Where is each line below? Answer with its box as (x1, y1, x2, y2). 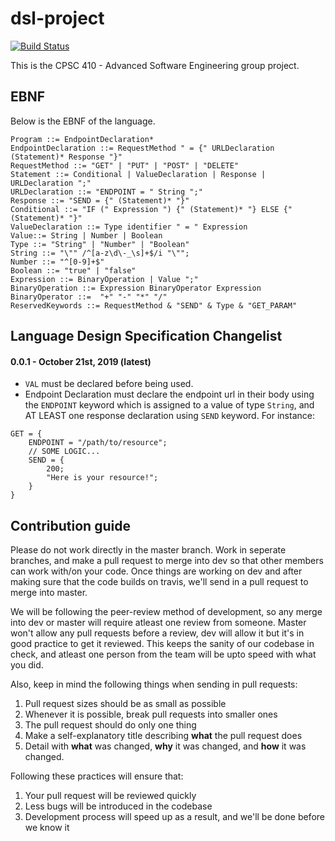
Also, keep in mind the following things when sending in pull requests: (10, 678, 298, 691)
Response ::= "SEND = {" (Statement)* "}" (10, 195, 190, 206)
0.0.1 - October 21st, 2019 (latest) (10, 355, 152, 367)
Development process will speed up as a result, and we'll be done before (24, 811, 325, 823)
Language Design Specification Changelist (10, 328, 283, 345)
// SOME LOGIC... (28, 447, 101, 457)
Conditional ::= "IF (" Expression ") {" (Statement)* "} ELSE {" (10, 204, 293, 214)
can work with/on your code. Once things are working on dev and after (10, 565, 303, 577)
